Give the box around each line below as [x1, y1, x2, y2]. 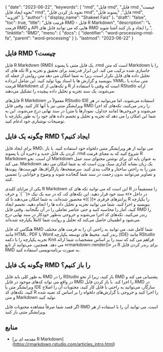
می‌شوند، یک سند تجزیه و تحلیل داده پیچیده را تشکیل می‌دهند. [5, 88, 115, 94]
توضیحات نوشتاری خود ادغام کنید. [5, 118, 66, 124]
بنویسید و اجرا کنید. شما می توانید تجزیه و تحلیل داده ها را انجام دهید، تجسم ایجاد [5, 201, 150, 207]
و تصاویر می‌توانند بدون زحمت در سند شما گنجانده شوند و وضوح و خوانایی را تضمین [5, 171, 156, 177]
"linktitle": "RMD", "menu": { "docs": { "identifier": [5, 30, 105, 36]
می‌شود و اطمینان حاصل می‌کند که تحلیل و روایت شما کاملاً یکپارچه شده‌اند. [5, 217, 141, 222]
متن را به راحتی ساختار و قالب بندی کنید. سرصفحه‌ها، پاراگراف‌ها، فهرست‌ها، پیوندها [5, 166, 156, 172]
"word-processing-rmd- [105, 30, 154, 36]
